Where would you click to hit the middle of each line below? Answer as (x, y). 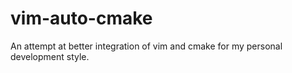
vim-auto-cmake (81, 18)
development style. (50, 56)
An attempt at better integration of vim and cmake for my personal (146, 46)
